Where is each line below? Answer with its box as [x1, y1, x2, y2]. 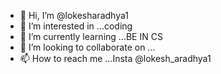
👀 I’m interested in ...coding [19, 20, 133, 32]
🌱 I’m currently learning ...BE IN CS [19, 31, 163, 42]
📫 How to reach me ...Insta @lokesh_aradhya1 [19, 53, 212, 64]
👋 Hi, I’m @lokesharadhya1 [19, 10, 129, 21]
